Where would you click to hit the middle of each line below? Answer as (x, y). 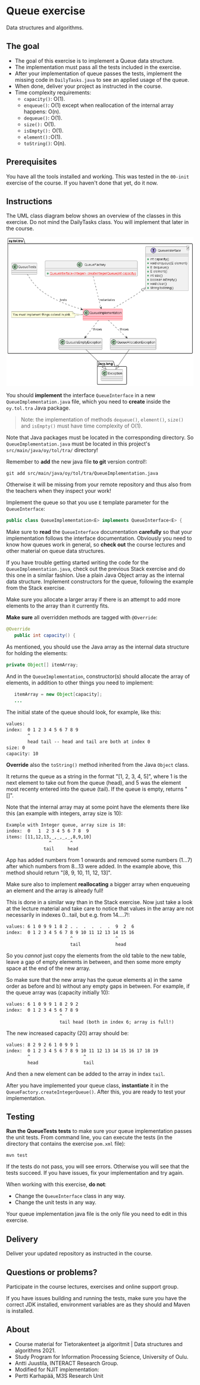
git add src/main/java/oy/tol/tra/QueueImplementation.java (82, 474)
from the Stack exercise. (36, 588)
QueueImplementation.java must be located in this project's (78, 444)
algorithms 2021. (35, 1350)
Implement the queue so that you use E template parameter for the (87, 502)
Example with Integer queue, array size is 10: (66, 825)
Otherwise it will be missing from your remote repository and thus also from (99, 484)
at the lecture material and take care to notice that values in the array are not (100, 908)
